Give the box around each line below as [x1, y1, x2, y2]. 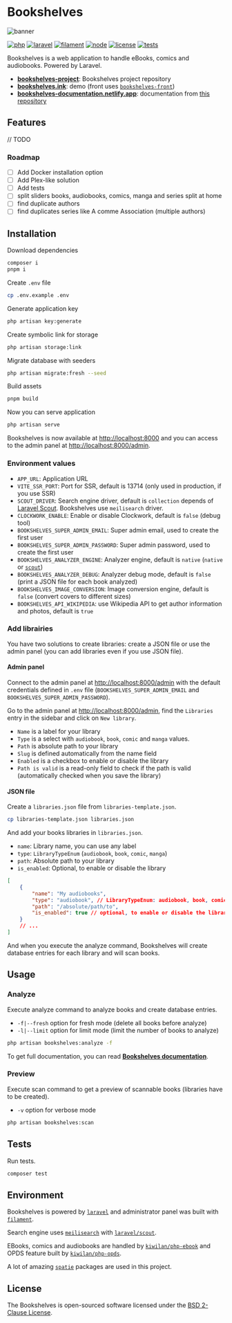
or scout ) [17, 562, 43, 571]
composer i [7, 260, 39, 267]
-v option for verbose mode [17, 1106, 97, 1114]
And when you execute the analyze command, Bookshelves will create [7, 941, 208, 949]
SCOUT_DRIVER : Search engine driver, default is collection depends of [17, 496, 214, 505]
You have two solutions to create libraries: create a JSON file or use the [7, 640, 211, 648]
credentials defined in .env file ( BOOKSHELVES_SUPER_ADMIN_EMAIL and [7, 686, 200, 694]
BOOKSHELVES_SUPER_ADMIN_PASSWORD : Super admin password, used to [17, 541, 211, 549]
